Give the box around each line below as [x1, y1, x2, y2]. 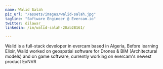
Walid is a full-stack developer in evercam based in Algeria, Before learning [5, 43, 159, 49]
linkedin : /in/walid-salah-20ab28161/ [5, 25, 85, 30]
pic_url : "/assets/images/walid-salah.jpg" [5, 12, 96, 17]
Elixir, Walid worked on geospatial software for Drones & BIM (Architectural [5, 48, 158, 54]
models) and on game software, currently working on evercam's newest [5, 53, 152, 59]
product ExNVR [5, 59, 37, 65]
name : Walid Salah [5, 7, 43, 12]
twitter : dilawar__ [5, 21, 45, 26]
